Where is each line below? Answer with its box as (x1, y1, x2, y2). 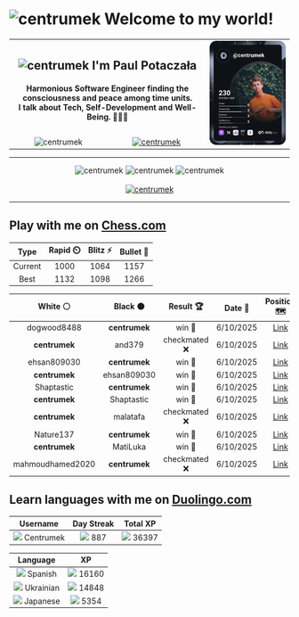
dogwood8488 (26, 322, 82, 333)
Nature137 (34, 429, 75, 440)
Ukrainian (24, 582, 61, 593)
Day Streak (72, 518, 115, 529)
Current (12, 261, 42, 272)
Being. (86, 111, 111, 122)
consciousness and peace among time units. (22, 93, 193, 103)
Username (19, 518, 60, 529)
